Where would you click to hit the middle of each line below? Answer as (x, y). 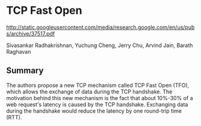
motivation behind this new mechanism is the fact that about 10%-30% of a (100, 98)
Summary (25, 71)
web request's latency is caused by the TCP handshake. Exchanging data (97, 104)
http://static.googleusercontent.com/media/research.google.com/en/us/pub (100, 27)
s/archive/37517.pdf (31, 33)
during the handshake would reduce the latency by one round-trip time (94, 111)
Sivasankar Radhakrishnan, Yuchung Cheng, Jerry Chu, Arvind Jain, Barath (100, 45)
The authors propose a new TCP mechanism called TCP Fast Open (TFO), (98, 85)
